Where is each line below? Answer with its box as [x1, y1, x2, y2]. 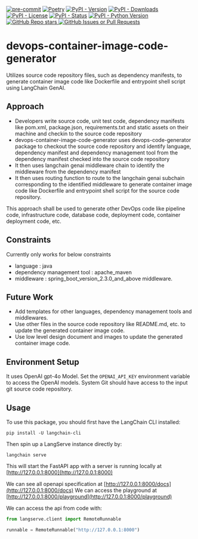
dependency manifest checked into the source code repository [14, 155, 170, 162]
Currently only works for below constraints [6, 250, 112, 258]
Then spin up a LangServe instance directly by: [6, 441, 122, 447]
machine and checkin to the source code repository [14, 130, 142, 137]
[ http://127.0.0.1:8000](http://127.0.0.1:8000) [6, 469, 113, 476]
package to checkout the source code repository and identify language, [14, 143, 191, 150]
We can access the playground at [75, 487, 157, 494]
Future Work [6, 292, 54, 302]
